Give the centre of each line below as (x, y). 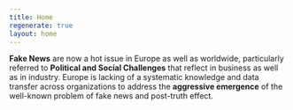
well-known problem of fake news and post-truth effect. (112, 96)
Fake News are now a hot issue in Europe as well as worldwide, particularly (147, 59)
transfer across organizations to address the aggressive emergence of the (146, 87)
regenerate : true (41, 26)
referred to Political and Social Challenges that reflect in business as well (144, 68)
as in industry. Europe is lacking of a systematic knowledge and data (134, 77)
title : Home (31, 17)
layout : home (33, 33)
